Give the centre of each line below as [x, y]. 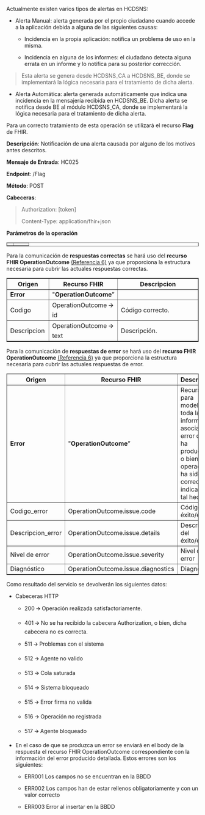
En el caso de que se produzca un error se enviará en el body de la [99, 745]
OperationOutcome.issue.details [114, 533]
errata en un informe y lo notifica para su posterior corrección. [103, 64]
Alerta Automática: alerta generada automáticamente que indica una [101, 94]
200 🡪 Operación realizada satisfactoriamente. [83, 608]
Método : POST [25, 186]
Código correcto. [145, 310]
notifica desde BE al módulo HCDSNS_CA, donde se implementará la [101, 107]
